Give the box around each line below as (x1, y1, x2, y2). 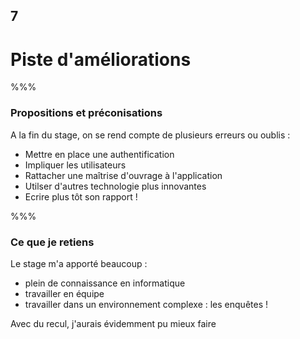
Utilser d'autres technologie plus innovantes (24, 180, 207, 192)
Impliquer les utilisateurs (24, 159, 127, 171)
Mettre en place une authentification (24, 148, 175, 160)
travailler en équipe (24, 287, 105, 299)
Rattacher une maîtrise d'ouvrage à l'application (24, 169, 223, 181)
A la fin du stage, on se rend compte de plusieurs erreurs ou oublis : (10, 129, 291, 141)
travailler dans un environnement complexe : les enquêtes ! (24, 298, 269, 310)
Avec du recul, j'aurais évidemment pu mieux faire (10, 317, 217, 329)
